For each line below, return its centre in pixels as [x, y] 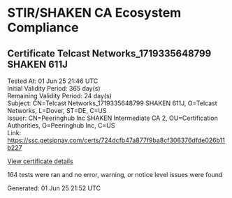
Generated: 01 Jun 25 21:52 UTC [54, 188]
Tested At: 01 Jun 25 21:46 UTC [53, 81]
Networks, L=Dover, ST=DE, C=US [57, 111]
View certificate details [40, 161]
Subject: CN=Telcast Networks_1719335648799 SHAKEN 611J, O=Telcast [113, 103]
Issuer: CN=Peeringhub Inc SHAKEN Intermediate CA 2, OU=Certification [113, 118]
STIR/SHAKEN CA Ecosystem [94, 13]
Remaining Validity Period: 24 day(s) [59, 96]
